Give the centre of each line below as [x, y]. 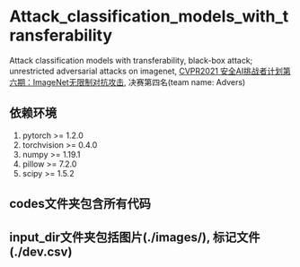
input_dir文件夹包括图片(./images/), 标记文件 [135, 237]
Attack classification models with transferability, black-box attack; [131, 60]
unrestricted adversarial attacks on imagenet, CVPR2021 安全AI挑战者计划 [146, 71]
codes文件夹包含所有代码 [80, 204]
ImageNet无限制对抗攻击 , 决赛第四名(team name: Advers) [139, 82]
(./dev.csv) [41, 251]
